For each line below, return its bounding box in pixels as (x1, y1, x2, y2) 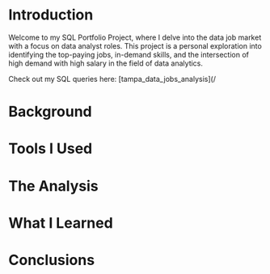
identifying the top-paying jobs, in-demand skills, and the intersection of (8, 49, 249, 59)
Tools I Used (8, 139, 93, 158)
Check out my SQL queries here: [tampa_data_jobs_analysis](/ (8, 74, 217, 83)
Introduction (8, 6, 94, 24)
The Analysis (8, 177, 99, 195)
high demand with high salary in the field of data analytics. (8, 58, 204, 68)
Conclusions (8, 250, 95, 269)
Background (8, 103, 92, 121)
